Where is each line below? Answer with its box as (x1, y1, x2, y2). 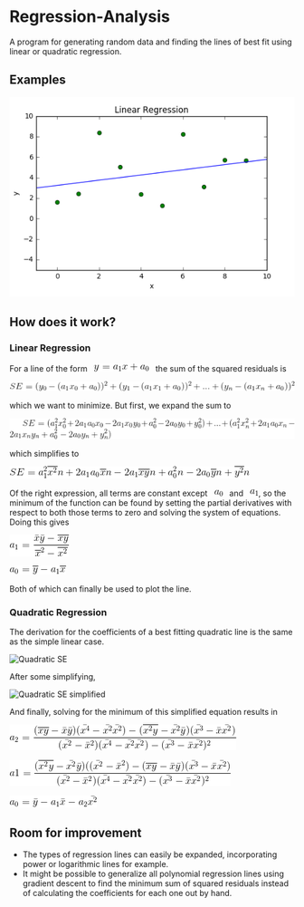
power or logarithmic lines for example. (22, 859, 169, 870)
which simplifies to (9, 449, 80, 458)
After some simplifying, (9, 671, 97, 682)
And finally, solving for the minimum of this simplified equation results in (9, 707, 278, 718)
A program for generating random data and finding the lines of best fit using (9, 36, 292, 47)
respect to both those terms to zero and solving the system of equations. (9, 507, 281, 517)
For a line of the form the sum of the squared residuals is (9, 362, 287, 373)
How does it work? (9, 314, 117, 330)
